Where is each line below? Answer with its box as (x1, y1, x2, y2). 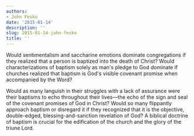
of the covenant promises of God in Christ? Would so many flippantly (6, 100, 172, 106)
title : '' (6, 35, 30, 41)
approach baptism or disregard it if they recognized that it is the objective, (6, 106, 185, 113)
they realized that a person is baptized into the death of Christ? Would (6, 58, 175, 65)
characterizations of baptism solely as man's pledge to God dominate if (6, 64, 178, 70)
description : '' (6, 24, 46, 31)
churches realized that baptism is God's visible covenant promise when (6, 70, 178, 77)
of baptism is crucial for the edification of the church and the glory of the (6, 119, 182, 125)
